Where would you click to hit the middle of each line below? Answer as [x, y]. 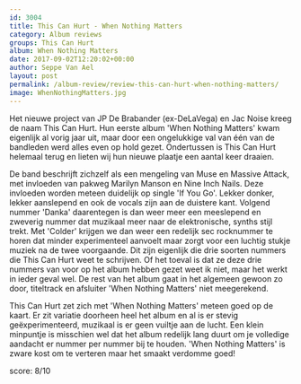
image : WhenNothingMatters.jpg [68, 92]
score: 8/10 [30, 371]
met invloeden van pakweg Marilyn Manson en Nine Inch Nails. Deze [137, 183]
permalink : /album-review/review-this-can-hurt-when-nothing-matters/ [144, 84]
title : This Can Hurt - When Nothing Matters [96, 26]
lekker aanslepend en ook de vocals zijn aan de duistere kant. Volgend [140, 202]
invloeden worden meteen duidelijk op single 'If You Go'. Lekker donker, [142, 193]
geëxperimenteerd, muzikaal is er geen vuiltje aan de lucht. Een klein [137, 325]
